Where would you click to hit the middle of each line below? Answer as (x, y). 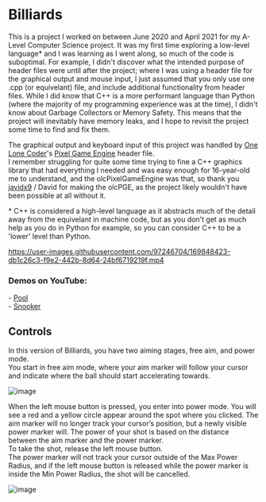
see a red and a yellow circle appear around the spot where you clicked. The (133, 415)
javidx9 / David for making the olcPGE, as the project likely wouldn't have (128, 187)
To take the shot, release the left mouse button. (85, 449)
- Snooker (25, 307)
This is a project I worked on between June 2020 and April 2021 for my (124, 37)
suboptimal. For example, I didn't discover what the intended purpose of (126, 62)
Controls (30, 331)
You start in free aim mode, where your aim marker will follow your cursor (128, 368)
